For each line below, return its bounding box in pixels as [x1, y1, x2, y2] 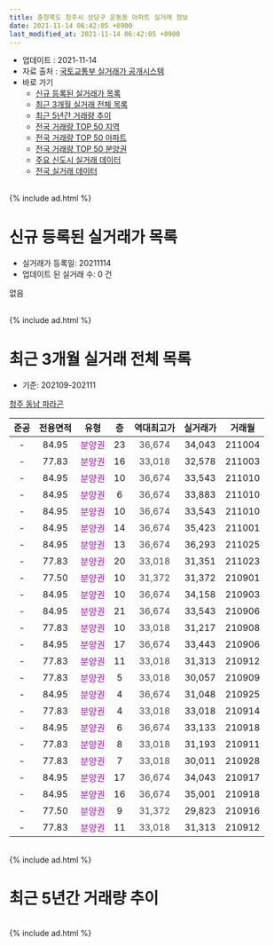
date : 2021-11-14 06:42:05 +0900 [9, 21, 133, 30]
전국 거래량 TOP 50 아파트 [35, 132, 127, 143]
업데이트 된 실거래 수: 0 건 [21, 269, 113, 280]
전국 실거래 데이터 [35, 166, 98, 177]
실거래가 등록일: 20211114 [21, 258, 112, 269]
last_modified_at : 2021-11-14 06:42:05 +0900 [9, 29, 180, 38]
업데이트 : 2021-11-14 [21, 55, 98, 66]
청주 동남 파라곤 [9, 398, 65, 409]
